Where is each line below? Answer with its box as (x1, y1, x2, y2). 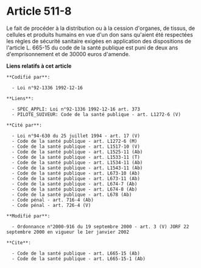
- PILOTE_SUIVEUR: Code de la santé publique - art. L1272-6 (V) (12, 111, 182, 117)
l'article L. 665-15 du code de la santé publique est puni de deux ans (6, 44, 178, 51)
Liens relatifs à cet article (6, 62, 72, 70)
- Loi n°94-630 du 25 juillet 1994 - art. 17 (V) (12, 132, 140, 139)
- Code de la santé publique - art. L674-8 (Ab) (12, 186, 138, 192)
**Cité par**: (6, 122, 43, 128)
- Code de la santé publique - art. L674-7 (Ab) (12, 181, 138, 187)
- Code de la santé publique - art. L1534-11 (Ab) (12, 159, 143, 165)
